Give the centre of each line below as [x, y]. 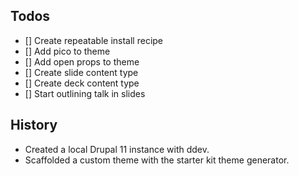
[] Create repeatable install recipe [94, 40]
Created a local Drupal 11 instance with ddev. [117, 149]
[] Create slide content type [81, 72]
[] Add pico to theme [67, 51]
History [34, 125]
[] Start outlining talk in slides [85, 93]
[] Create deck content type [82, 83]
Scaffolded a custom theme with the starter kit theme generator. [157, 160]
